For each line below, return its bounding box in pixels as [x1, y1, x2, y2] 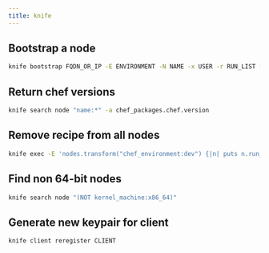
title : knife [8, 11, 52, 20]
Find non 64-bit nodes [8, 172, 122, 186]
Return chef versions [8, 85, 116, 99]
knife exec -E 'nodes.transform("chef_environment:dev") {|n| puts [8, 149, 239, 157]
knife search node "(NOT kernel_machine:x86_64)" [8, 194, 178, 202]
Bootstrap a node [8, 42, 96, 55]
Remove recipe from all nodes [8, 129, 160, 142]
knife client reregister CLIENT [8, 237, 116, 245]
